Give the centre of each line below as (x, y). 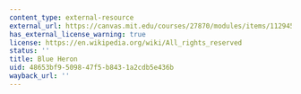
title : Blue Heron (43, 59)
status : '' (30, 51)
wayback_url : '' (39, 76)
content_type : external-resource (72, 17)
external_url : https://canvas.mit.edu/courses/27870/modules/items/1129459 (154, 26)
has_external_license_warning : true (77, 34)
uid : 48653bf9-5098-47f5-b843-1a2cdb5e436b (92, 68)
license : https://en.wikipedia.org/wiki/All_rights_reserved (126, 43)
